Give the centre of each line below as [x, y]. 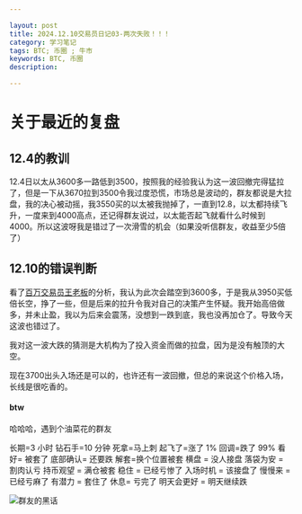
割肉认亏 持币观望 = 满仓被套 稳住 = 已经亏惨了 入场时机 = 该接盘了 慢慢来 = [150, 470]
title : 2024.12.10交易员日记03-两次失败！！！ [90, 34]
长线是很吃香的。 [41, 386]
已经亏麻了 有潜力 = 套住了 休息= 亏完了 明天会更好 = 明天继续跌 [129, 482]
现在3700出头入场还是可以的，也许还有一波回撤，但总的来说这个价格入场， [149, 375]
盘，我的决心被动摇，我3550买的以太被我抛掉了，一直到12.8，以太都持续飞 [148, 204]
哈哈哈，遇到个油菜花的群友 [61, 429]
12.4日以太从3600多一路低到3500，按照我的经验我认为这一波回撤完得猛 [143, 182]
